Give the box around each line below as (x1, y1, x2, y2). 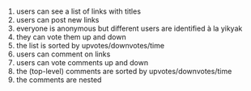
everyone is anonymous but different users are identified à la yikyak (15, 23, 243, 34)
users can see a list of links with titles (15, 6, 142, 16)
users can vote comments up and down (15, 58, 148, 68)
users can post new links (15, 15, 100, 25)
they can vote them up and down (15, 32, 127, 42)
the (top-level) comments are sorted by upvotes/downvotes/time (15, 67, 232, 77)
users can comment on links (15, 49, 111, 59)
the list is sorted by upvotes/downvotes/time (15, 41, 164, 51)
